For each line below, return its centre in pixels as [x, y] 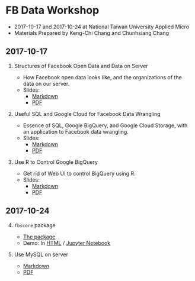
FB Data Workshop [52, 10]
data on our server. [46, 83]
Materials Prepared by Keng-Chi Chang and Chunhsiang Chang [92, 33]
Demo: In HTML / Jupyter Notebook [67, 243]
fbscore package [35, 225]
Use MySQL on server [41, 254]
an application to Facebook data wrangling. [76, 131]
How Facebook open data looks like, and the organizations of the [102, 77]
